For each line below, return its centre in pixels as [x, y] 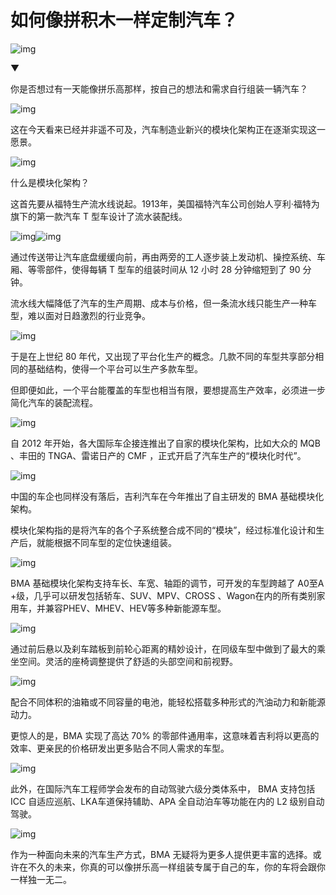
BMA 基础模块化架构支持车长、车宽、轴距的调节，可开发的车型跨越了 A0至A [167, 583]
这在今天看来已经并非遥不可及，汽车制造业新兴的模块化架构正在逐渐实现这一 [168, 129]
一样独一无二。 [41, 879]
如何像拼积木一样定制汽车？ [124, 20]
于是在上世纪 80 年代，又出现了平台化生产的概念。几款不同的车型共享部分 [163, 356]
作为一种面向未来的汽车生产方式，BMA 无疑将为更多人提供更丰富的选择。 [161, 854]
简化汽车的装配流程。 [54, 402]
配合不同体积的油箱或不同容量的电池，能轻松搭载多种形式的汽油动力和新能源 [168, 702]
